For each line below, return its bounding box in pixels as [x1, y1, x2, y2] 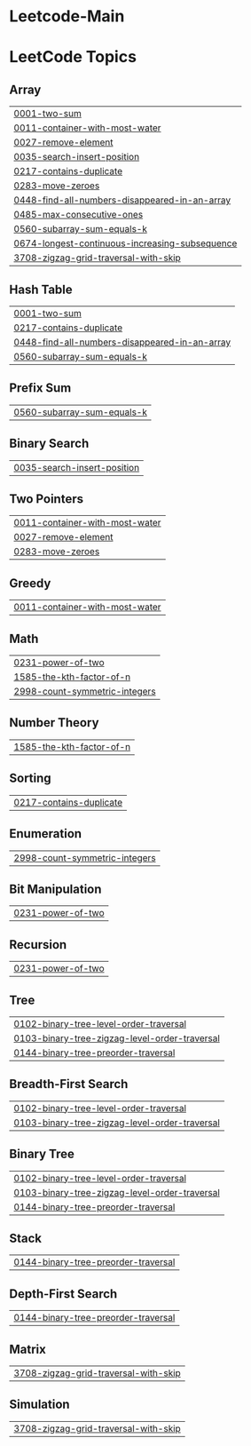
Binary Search [9, 436, 90, 451]
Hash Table [9, 282, 73, 297]
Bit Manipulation [9, 881, 102, 896]
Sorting [9, 771, 51, 786]
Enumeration [9, 826, 82, 841]
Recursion [9, 937, 67, 952]
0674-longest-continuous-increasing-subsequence [13, 237, 238, 250]
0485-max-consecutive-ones [13, 209, 144, 221]
